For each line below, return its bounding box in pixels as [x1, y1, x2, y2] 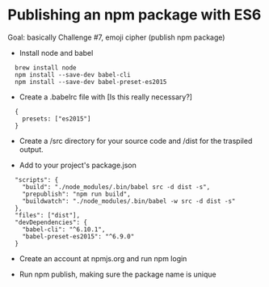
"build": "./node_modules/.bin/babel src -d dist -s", [22, 183, 211, 191]
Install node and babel [19, 48, 94, 57]
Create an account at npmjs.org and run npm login [19, 253, 187, 264]
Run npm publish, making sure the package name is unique [19, 269, 216, 279]
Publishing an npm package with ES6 [7, 6, 262, 24]
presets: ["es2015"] [22, 115, 91, 123]
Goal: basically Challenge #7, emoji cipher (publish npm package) [7, 32, 225, 42]
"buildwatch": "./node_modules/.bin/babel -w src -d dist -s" [22, 196, 236, 205]
